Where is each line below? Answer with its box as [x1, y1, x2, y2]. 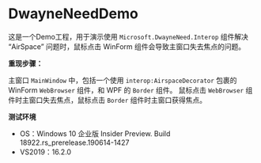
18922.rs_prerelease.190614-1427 [19, 138, 130, 147]
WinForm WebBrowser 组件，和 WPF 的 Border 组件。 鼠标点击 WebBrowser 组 [8, 85, 253, 95]
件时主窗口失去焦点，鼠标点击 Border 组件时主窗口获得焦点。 [8, 95, 207, 104]
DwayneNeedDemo [8, 5, 138, 23]
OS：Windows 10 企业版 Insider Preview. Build [19, 128, 171, 138]
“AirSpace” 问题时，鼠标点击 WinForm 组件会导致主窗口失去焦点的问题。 [8, 41, 246, 51]
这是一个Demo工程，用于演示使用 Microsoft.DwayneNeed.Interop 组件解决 [8, 32, 249, 41]
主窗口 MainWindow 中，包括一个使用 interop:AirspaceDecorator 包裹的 [8, 75, 237, 85]
